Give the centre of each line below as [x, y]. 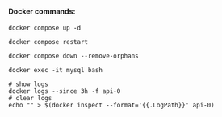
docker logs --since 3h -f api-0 [65, 91]
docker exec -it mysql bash [56, 71]
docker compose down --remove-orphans [73, 56]
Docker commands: [42, 11]
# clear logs [30, 99]
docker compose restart [48, 42]
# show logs [28, 84]
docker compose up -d [45, 28]
